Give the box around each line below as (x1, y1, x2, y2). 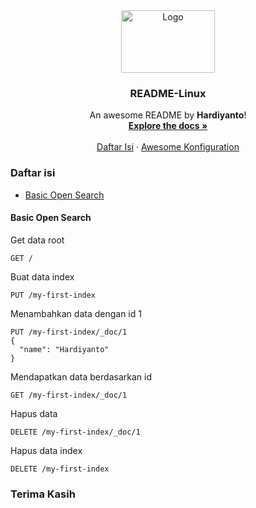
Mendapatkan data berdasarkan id (10, 370, 152, 383)
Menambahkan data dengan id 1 (10, 307, 142, 319)
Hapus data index (10, 444, 83, 456)
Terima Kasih (10, 487, 76, 501)
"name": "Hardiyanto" (19, 344, 110, 354)
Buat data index (10, 270, 75, 283)
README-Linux (129, 86, 207, 100)
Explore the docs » (128, 120, 208, 132)
